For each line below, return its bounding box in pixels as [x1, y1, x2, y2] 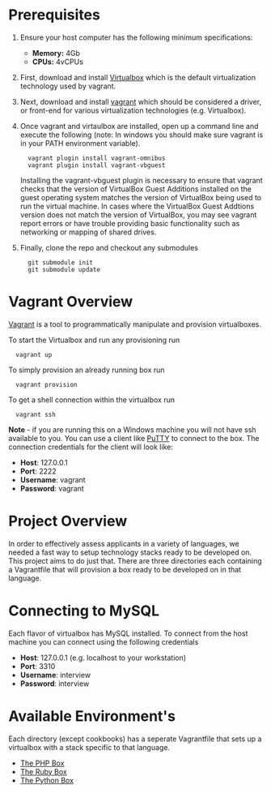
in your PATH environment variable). [19, 138, 141, 148]
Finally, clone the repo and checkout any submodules [19, 242, 198, 252]
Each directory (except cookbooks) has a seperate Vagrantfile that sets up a [8, 734, 262, 744]
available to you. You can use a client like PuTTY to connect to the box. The [8, 433, 260, 443]
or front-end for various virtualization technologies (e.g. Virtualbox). [19, 105, 247, 115]
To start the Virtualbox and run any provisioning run [8, 335, 180, 345]
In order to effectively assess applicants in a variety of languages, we [8, 538, 240, 548]
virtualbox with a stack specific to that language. [8, 742, 171, 752]
